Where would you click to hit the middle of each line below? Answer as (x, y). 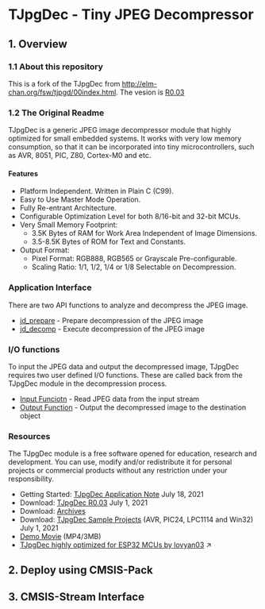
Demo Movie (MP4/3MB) (60, 537)
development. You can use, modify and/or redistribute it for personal (120, 462)
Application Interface (50, 287)
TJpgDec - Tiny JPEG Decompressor (131, 15)
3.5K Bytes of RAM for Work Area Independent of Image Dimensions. (144, 233)
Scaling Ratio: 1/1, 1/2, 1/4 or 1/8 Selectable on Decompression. (134, 267)
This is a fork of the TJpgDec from (64, 83)
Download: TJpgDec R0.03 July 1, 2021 (84, 503)
